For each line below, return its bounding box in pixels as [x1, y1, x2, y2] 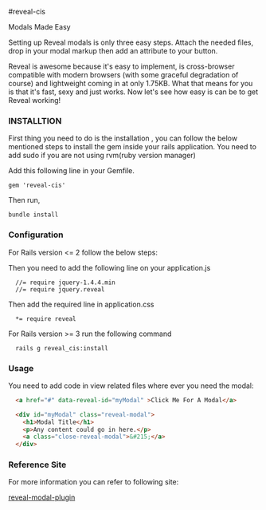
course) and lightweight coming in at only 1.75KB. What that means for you [8, 79, 253, 88]
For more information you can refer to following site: [8, 477, 179, 487]
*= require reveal [15, 314, 77, 322]
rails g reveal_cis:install [15, 344, 109, 352]
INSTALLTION [8, 115, 62, 126]
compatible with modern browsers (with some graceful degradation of [8, 70, 239, 79]
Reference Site [8, 459, 67, 470]
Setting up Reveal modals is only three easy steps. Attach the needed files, [8, 38, 253, 47]
